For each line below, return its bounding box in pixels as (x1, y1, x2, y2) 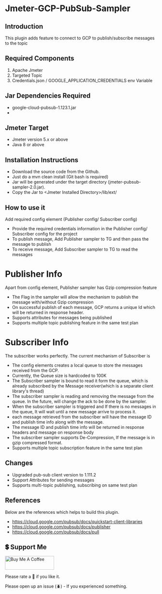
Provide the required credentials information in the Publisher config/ (12, 226, 147, 232)
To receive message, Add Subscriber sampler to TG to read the (12, 246, 138, 253)
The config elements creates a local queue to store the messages (12, 362, 143, 368)
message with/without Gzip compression (12, 299, 94, 305)
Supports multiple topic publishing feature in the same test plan (12, 320, 139, 325)
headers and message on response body (12, 429, 94, 435)
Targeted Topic (12, 72, 43, 78)
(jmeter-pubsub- (108, 179, 141, 185)
